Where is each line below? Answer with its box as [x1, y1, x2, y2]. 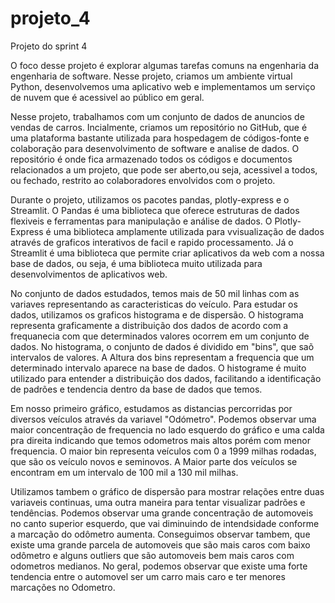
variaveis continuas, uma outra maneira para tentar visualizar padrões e [10, 496, 306, 508]
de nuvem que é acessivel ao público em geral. [10, 91, 205, 103]
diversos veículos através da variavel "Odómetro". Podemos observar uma [10, 413, 317, 425]
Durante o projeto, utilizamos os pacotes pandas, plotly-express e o [10, 193, 290, 206]
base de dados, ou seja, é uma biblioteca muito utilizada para [10, 257, 263, 269]
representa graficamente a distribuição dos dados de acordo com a [10, 319, 289, 331]
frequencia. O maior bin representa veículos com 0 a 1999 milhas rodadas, [10, 445, 317, 457]
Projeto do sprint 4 [10, 40, 88, 52]
